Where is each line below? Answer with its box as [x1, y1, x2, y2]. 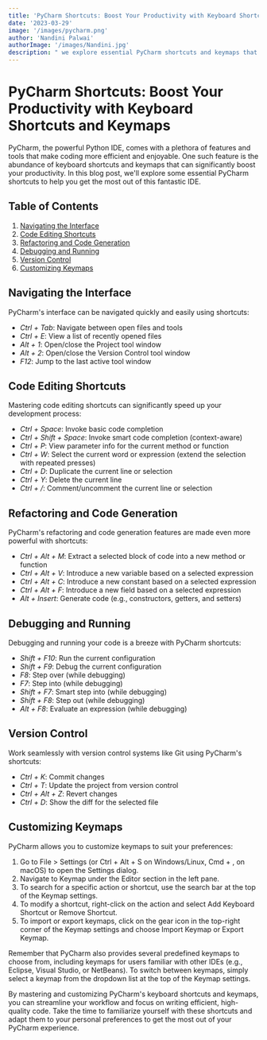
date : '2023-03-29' [8, 19, 73, 27]
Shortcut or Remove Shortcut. [19, 907, 118, 917]
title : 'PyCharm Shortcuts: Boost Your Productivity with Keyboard [8, 11, 237, 20]
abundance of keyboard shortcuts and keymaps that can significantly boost [8, 160, 256, 169]
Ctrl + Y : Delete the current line [19, 475, 122, 485]
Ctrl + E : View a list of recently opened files [19, 331, 162, 340]
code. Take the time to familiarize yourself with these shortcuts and [32, 1006, 253, 1015]
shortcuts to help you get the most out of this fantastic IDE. [8, 177, 201, 186]
